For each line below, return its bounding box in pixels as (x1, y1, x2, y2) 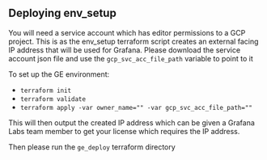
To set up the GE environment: (8, 69, 110, 79)
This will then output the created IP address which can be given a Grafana (8, 117, 255, 128)
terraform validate (19, 95, 87, 103)
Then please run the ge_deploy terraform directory (8, 141, 176, 152)
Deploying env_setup (8, 6, 117, 20)
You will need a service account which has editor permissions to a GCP (8, 27, 246, 37)
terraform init (19, 86, 72, 95)
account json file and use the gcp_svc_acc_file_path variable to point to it (8, 53, 253, 63)
